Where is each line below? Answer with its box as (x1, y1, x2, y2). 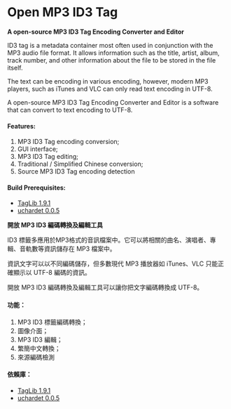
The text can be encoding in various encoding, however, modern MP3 (7, 77, 209, 85)
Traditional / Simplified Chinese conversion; (17, 160, 143, 169)
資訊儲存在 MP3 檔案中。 (43, 245, 117, 253)
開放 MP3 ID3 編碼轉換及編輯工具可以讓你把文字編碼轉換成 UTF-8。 (7, 283, 204, 292)
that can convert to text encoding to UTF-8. (7, 105, 133, 114)
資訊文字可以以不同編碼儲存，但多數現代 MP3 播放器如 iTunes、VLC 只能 (7, 259, 218, 268)
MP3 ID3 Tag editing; (17, 152, 78, 161)
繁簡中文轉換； (17, 344, 61, 352)
